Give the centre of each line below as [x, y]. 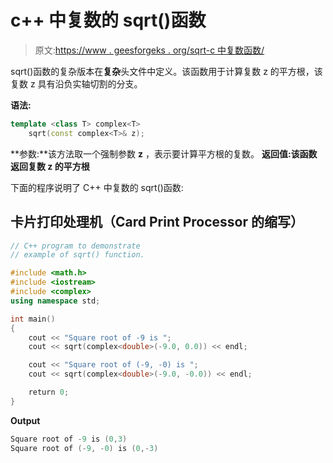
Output [25, 420]
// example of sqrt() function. [77, 255]
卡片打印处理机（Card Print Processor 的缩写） [157, 222]
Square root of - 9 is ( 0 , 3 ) [69, 439]
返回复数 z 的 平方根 [50, 166]
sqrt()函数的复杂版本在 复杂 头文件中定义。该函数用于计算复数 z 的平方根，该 [166, 71]
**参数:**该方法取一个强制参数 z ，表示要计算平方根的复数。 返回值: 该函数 [164, 153]
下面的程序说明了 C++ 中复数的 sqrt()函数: [97, 187]
